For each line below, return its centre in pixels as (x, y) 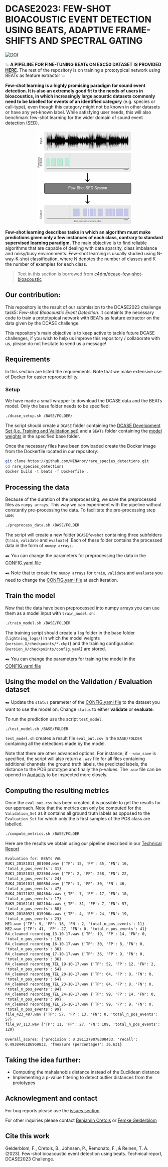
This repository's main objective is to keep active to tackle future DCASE (80, 333)
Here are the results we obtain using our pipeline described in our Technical (83, 843)
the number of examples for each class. (46, 264)
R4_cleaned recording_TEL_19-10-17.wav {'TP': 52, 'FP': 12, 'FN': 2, (80, 964)
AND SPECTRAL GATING (91, 41)
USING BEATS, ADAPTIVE (59, 30)
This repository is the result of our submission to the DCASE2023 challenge (83, 307)
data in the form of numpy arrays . (39, 546)
